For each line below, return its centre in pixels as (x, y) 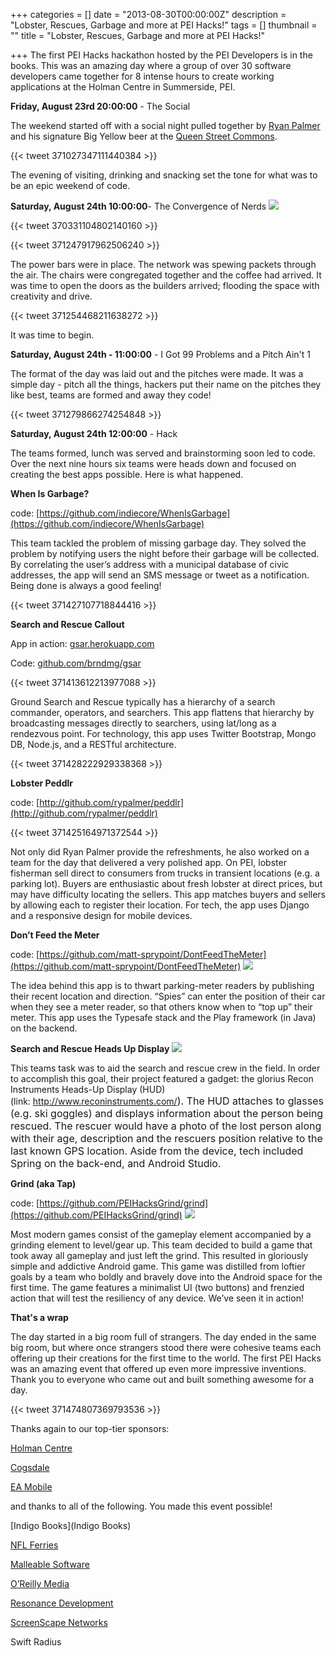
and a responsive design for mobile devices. (101, 915)
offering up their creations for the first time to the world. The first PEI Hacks (166, 1358)
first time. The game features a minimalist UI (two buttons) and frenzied (157, 1287)
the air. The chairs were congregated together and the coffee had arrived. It (166, 275)
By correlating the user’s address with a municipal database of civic (150, 564)
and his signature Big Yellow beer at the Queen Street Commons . (144, 136)
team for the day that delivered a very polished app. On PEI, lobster (148, 862)
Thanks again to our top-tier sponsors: (90, 1428)
